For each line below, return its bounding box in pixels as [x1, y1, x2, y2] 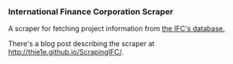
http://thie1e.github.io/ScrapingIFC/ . [8, 48, 124, 57]
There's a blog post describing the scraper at [8, 39, 155, 48]
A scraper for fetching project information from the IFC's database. [8, 24, 226, 34]
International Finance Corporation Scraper [8, 6, 174, 17]
